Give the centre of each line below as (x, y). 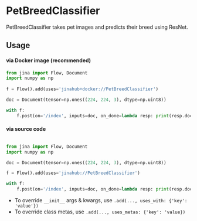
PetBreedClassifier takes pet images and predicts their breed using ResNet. (97, 27)
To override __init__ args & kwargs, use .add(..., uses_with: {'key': (101, 200)
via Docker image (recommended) (49, 60)
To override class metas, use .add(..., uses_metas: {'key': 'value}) (100, 212)
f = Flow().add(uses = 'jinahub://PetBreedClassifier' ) (73, 173)
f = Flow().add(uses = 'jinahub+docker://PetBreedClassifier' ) (82, 89)
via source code (26, 129)
